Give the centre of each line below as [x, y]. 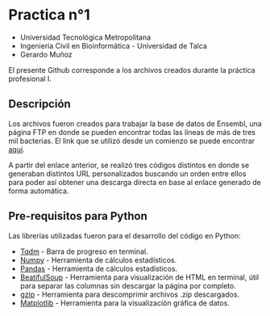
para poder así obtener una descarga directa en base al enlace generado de [135, 182]
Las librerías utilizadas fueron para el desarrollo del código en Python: [125, 235]
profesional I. [30, 78]
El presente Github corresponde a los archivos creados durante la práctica [132, 70]
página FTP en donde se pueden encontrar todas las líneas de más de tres [132, 132]
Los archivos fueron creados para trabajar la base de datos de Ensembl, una [135, 124]
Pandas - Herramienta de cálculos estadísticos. [99, 268]
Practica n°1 [49, 15]
